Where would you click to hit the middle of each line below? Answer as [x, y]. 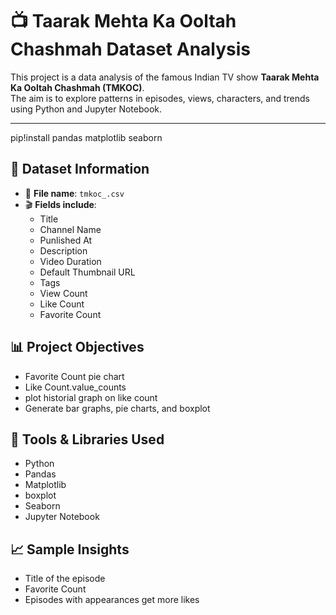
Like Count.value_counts [75, 387]
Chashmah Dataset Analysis [131, 49]
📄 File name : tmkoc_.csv [74, 193]
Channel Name [70, 229]
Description [63, 250]
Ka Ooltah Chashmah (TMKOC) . [77, 87]
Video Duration [70, 261]
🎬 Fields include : [60, 204]
